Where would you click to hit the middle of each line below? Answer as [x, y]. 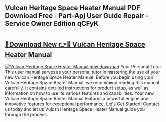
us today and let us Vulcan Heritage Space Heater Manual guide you [75, 109]
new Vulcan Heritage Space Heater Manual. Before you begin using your [79, 77]
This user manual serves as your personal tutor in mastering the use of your [83, 72]
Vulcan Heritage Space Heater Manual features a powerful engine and [77, 98]
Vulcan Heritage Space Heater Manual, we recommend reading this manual [82, 82]
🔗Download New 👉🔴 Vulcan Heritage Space [75, 44]
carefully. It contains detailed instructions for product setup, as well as [77, 88]
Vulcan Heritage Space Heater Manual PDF [73, 8]
